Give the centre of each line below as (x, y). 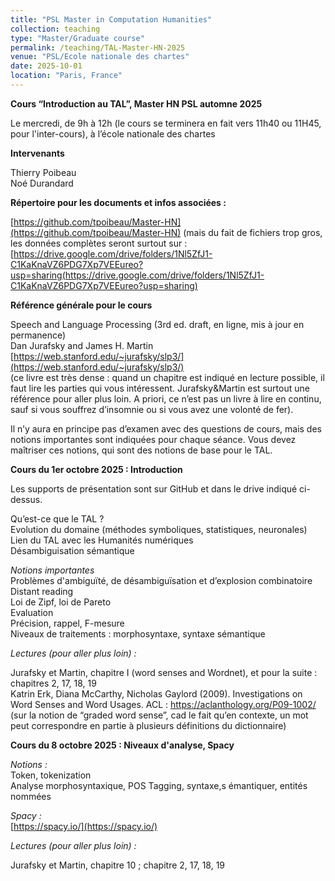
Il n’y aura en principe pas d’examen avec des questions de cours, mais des (166, 428)
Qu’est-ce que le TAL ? (57, 518)
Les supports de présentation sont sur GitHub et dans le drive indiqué (154, 488)
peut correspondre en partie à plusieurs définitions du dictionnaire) (148, 725)
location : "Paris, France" (66, 76)
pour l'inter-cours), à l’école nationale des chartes (113, 133)
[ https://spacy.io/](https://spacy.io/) (84, 826)
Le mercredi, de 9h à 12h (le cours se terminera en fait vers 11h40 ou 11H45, (166, 123)
